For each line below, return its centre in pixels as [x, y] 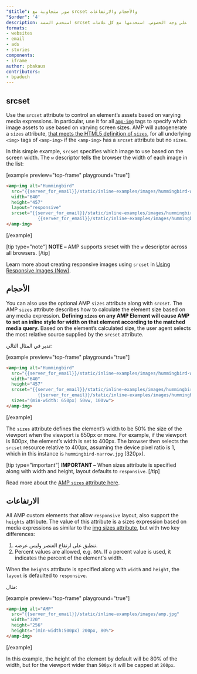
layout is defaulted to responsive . [47, 575]
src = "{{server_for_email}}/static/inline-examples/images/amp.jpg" [96, 614]
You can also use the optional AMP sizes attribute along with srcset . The [94, 303]
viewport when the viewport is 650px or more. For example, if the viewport [96, 434]
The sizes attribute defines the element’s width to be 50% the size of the [94, 429]
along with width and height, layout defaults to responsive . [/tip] [83, 471]
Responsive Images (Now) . [39, 270]
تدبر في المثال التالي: [29, 346]
